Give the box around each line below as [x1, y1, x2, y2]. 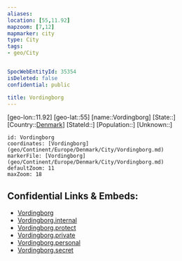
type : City [7, 36, 39, 43]
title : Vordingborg [7, 94, 64, 101]
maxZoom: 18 [7, 171, 42, 178]
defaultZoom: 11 [7, 165, 55, 172]
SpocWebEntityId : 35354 [7, 68, 77, 75]
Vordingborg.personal [17, 239, 80, 247]
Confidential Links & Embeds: [7, 190, 139, 202]
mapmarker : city [7, 29, 55, 37]
